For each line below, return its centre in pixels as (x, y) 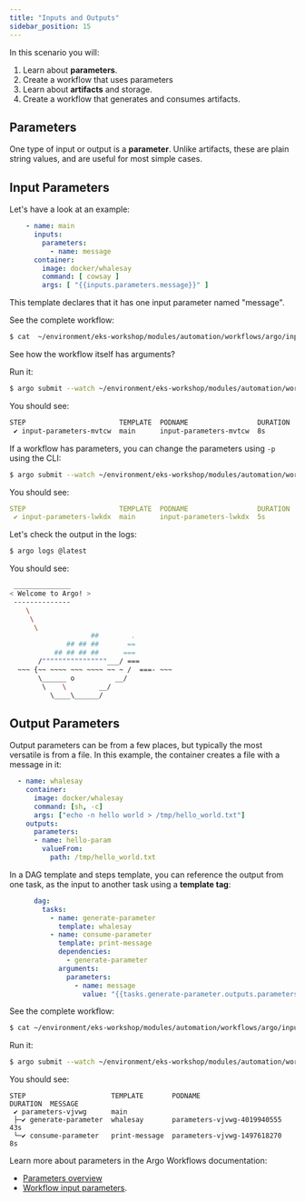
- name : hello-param (72, 841)
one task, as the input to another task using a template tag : (120, 884)
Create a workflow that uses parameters (98, 79)
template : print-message (105, 943)
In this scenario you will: (54, 52)
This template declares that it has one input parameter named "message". (147, 303)
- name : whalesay (50, 781)
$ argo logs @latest (49, 551)
